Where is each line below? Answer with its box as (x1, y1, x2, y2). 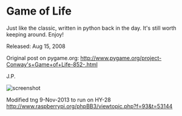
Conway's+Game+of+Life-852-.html (6, 61, 98, 68)
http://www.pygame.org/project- (80, 54, 162, 61)
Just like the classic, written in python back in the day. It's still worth (6, 24, 177, 32)
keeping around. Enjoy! (6, 30, 64, 38)
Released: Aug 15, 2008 (6, 43, 66, 50)
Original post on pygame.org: (6, 54, 79, 61)
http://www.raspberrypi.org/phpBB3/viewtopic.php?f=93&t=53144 (6, 102, 173, 110)
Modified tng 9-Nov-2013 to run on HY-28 (6, 96, 111, 103)
